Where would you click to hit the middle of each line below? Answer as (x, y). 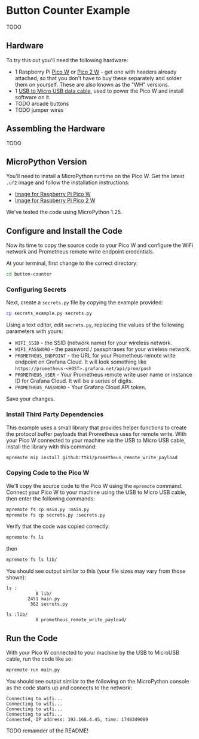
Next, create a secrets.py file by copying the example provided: (85, 303)
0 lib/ (44, 594)
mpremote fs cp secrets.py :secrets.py (56, 515)
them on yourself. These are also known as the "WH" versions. (92, 84)
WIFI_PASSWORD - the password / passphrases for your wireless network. (103, 349)
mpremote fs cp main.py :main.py (48, 509)
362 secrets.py (49, 604)
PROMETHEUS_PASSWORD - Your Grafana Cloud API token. (80, 387)
